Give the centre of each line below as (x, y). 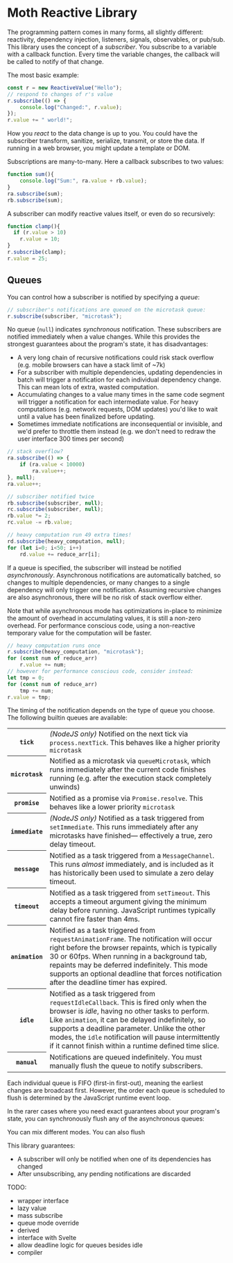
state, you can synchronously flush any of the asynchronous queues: (106, 1119)
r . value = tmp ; (29, 697)
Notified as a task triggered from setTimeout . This (130, 893)
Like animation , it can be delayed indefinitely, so (128, 1020)
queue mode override (48, 1223)
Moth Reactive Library (72, 13)
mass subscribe (40, 1216)
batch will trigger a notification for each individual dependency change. (119, 380)
